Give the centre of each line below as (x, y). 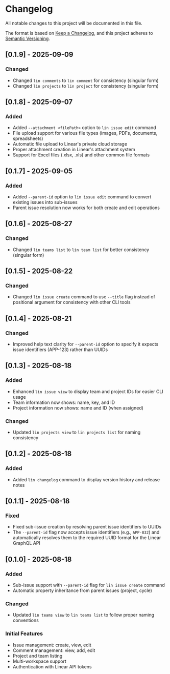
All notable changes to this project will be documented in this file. (74, 23)
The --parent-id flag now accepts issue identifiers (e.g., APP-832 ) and (86, 532)
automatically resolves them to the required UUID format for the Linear (87, 538)
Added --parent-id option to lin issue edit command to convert (82, 197)
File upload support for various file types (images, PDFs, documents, (85, 133)
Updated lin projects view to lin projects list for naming (77, 432)
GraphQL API (27, 543)
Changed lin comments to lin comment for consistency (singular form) (86, 80)
